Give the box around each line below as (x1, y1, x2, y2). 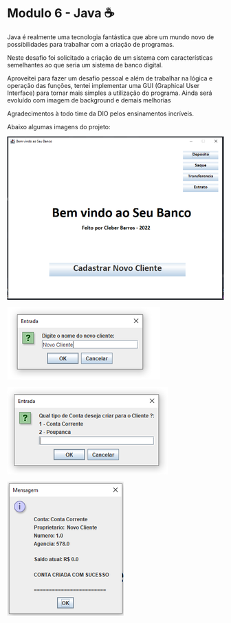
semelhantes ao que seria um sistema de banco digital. (7, 61, 164, 69)
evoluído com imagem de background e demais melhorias (7, 96, 171, 104)
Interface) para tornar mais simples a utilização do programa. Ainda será (7, 89, 212, 97)
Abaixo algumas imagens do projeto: (7, 122, 111, 131)
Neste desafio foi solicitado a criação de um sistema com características (7, 53, 213, 62)
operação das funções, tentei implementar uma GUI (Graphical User (7, 81, 200, 89)
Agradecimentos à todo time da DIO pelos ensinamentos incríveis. (7, 109, 195, 118)
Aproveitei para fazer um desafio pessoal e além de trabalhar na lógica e (7, 74, 213, 83)
